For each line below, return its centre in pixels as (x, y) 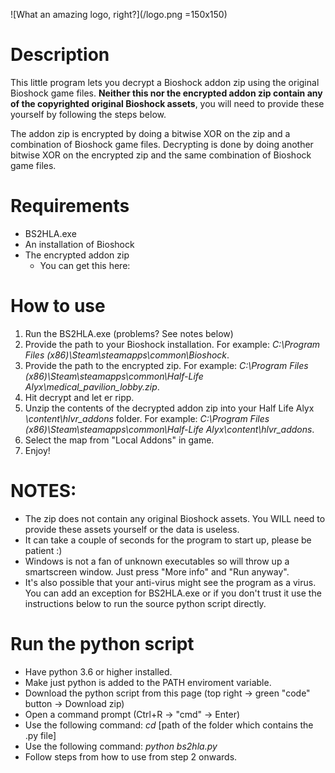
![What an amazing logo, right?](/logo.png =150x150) (119, 14)
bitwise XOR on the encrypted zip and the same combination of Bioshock (161, 155)
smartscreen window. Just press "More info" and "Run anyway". (157, 571)
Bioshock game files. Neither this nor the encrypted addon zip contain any (166, 93)
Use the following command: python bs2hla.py (121, 746)
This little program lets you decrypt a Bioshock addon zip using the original (165, 82)
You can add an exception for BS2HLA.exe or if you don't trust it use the (173, 593)
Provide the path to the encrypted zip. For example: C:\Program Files (166, 365)
